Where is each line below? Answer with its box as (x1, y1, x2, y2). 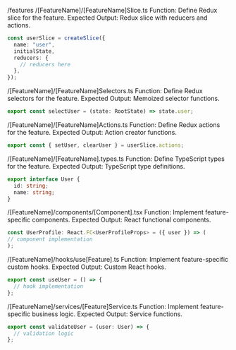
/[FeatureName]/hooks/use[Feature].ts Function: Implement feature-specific (7, 255, 229, 263)
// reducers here (20, 61, 71, 68)
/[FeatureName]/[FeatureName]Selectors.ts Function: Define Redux (7, 87, 203, 95)
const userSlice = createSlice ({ (7, 35, 106, 42)
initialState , (13, 47, 55, 55)
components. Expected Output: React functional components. (32, 215, 211, 224)
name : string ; (13, 188, 55, 196)
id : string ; (13, 182, 49, 189)
